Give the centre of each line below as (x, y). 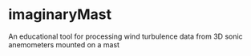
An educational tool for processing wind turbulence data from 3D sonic (125, 36)
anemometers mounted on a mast (64, 44)
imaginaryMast (60, 15)
